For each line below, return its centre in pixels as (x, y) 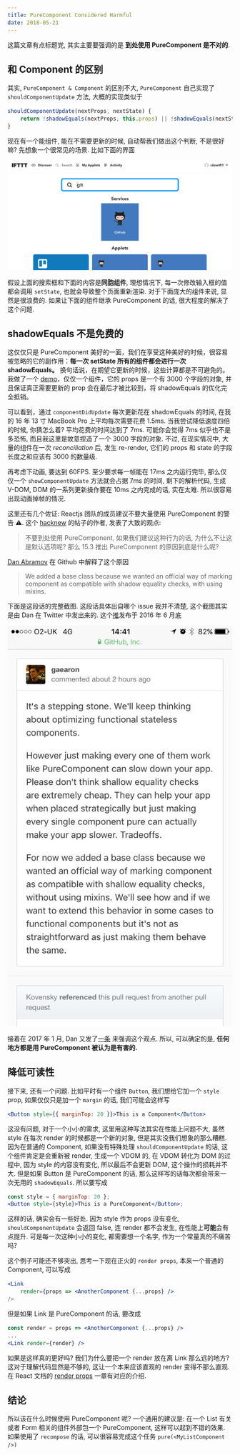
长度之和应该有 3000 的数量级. (52, 456)
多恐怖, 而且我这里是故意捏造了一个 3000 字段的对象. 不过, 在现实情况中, (114, 439)
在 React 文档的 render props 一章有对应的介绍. (77, 1376)
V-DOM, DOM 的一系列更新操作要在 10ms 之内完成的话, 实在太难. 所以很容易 (120, 490)
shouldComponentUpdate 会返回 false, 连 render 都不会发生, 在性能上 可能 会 (115, 1228)
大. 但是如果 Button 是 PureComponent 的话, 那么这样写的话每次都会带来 (114, 1173)
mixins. (35, 591)
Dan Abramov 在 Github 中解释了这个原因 (68, 562)
